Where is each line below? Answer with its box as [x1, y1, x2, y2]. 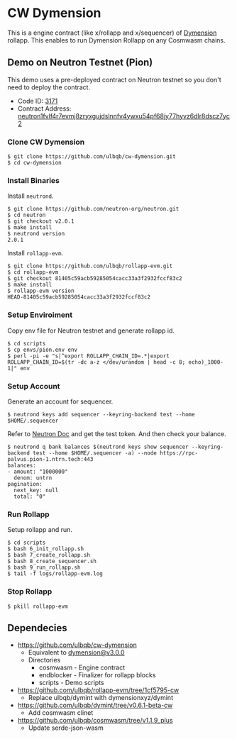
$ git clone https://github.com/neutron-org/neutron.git [7, 206, 180, 213]
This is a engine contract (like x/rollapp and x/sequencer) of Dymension [7, 28, 217, 37]
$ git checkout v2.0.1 [7, 218, 75, 225]
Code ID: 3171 [17, 96, 58, 105]
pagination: [7, 480, 43, 487]
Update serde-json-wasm [28, 723, 104, 732]
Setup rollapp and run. [7, 526, 73, 534]
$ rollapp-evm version [7, 287, 75, 295]
